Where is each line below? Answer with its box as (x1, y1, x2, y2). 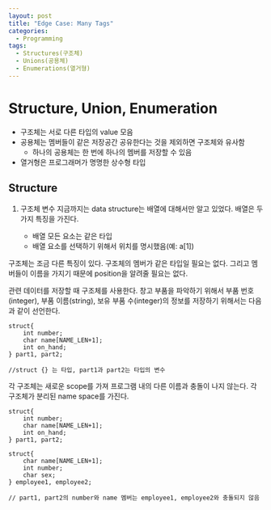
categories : (8, 27, 49, 35)
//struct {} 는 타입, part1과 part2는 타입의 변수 (8, 365, 166, 374)
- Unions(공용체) (15, 57, 69, 65)
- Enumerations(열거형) (15, 65, 91, 73)
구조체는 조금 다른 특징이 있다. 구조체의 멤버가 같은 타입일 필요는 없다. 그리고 (8, 258, 250, 268)
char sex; (23, 470, 57, 479)
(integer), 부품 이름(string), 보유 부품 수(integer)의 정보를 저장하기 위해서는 (8, 296, 247, 306)
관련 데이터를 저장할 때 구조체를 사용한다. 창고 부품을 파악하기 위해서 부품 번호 (8, 285, 255, 295)
